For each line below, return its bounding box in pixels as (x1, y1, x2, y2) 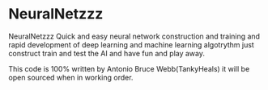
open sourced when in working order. (8, 72, 134, 82)
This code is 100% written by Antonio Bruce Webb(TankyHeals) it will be (8, 63, 250, 73)
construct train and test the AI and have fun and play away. (8, 48, 205, 58)
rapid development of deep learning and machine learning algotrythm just (8, 39, 255, 49)
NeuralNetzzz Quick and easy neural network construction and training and (8, 31, 261, 41)
